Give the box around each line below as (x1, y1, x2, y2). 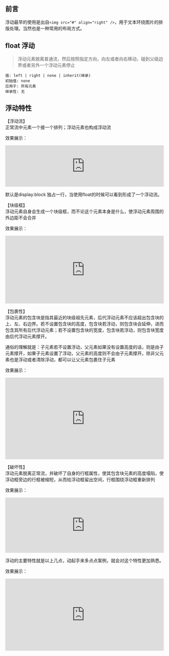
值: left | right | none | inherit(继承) (5, 73, 91, 78)
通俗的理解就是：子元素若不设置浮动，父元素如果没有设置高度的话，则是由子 (5, 344, 164, 350)
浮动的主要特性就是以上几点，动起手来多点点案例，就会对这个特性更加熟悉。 (5, 558, 164, 564)
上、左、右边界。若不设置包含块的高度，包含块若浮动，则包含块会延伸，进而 (5, 321, 164, 327)
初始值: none (5, 78, 30, 83)
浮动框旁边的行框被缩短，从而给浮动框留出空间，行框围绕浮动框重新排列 (5, 477, 155, 483)
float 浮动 (5, 42, 35, 50)
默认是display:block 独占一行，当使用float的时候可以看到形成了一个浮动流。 (5, 191, 162, 197)
